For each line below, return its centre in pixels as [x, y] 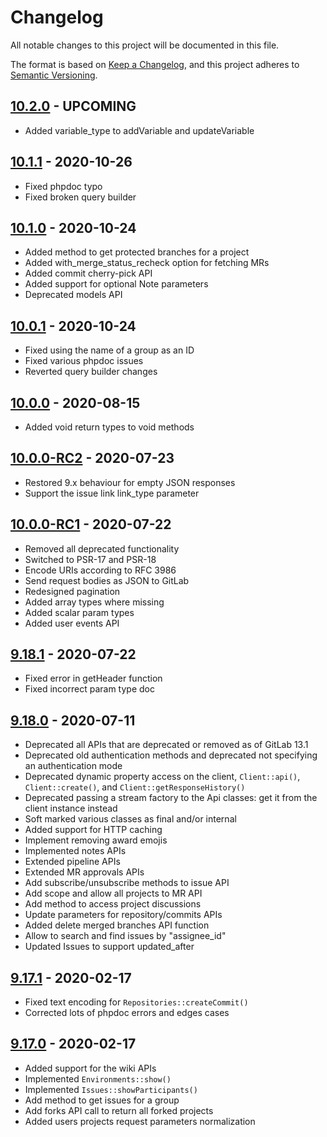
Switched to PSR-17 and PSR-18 [90, 559]
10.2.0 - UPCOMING [73, 106]
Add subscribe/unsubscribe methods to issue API [127, 883]
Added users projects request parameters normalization [140, 1121]
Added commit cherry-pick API [88, 273]
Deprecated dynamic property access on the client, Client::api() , [162, 777]
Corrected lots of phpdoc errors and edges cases [127, 1013]
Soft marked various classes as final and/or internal [130, 819]
